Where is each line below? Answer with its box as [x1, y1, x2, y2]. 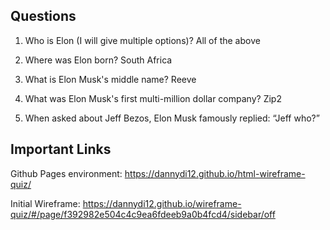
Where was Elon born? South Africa [24, 54, 173, 66]
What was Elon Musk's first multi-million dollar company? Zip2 [24, 92, 282, 104]
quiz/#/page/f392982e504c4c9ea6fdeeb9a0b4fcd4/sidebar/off [10, 208, 276, 220]
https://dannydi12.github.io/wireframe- [82, 197, 242, 209]
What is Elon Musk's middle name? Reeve [24, 73, 197, 85]
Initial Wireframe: [10, 197, 81, 209]
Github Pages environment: [10, 167, 123, 179]
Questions [10, 8, 77, 25]
